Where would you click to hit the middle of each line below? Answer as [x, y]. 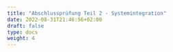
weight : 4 [21, 38]
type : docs [23, 32]
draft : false [26, 26]
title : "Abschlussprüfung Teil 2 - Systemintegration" [87, 13]
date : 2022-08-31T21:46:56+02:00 [55, 20]
